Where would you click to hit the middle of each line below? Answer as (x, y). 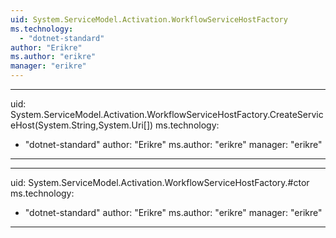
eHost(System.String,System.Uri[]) (82, 125)
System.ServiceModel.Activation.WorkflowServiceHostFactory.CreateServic (167, 114)
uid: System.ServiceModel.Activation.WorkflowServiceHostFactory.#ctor (160, 182)
